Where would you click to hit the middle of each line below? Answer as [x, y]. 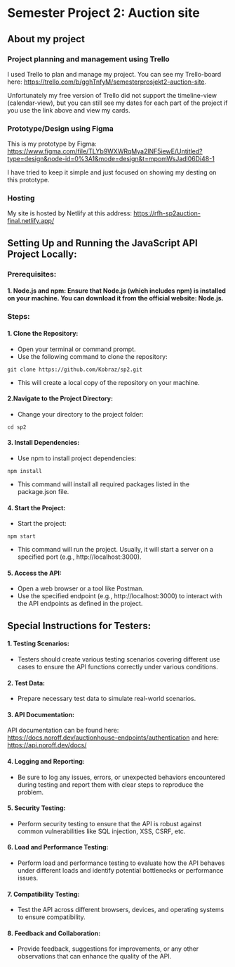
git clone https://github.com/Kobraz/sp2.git [75, 369]
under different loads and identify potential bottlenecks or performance [120, 870]
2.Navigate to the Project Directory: [60, 398]
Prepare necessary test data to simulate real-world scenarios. [107, 699]
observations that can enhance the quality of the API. [94, 956]
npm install [25, 471]
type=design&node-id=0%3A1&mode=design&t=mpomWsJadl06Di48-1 [111, 159]
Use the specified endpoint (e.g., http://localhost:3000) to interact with [120, 596]
